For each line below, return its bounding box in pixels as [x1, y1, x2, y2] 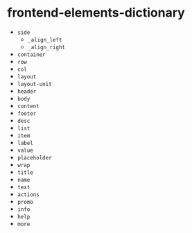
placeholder [17, 154, 52, 161]
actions [17, 191, 40, 198]
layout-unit [17, 80, 52, 87]
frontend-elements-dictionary [7, 5, 185, 21]
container [17, 51, 46, 58]
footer [17, 110, 37, 117]
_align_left [27, 36, 62, 43]
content [17, 103, 40, 110]
